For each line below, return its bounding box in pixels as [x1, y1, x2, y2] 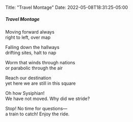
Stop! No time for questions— [5, 105, 68, 111]
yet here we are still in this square [5, 80, 76, 86]
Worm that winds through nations [5, 59, 75, 65]
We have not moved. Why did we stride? [5, 95, 90, 102]
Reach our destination [5, 75, 51, 81]
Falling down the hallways [5, 44, 60, 50]
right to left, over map [5, 34, 51, 40]
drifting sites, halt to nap [5, 50, 57, 56]
